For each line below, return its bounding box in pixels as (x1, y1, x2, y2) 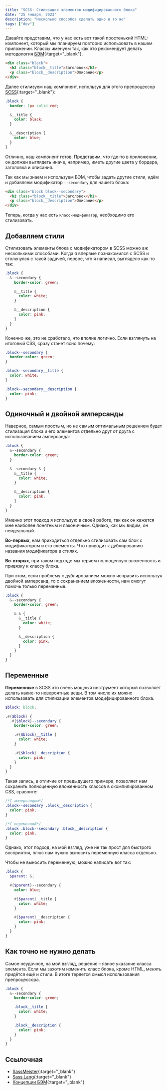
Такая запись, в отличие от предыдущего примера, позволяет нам (5, 778, 148, 784)
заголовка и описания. (5, 164, 54, 170)
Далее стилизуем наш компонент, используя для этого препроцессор (5, 84, 156, 90)
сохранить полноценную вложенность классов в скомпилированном (5, 783, 154, 789)
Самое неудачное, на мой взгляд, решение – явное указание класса (5, 960, 152, 966)
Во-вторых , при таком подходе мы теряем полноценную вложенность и (5, 557, 161, 563)
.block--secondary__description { (5, 386, 77, 392)
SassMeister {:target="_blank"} (12, 1068, 76, 1074)
